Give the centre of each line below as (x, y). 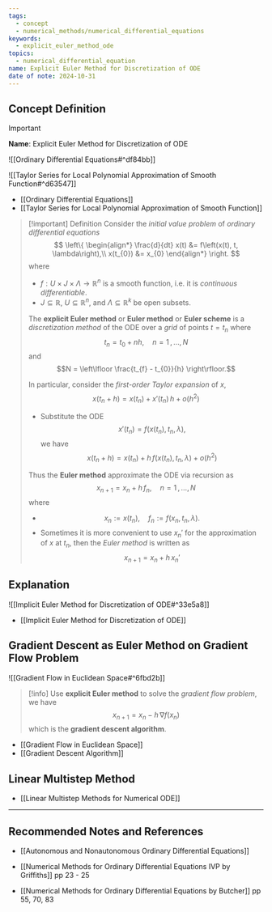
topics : (21, 53)
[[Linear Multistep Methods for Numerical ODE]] (100, 799)
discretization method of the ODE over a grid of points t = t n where (140, 328)
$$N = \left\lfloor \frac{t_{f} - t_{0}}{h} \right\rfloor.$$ (146, 369)
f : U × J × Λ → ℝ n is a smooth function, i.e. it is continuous (138, 282)
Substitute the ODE (72, 416)
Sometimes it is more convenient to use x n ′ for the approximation (148, 533)
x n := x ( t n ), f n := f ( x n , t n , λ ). (152, 519)
